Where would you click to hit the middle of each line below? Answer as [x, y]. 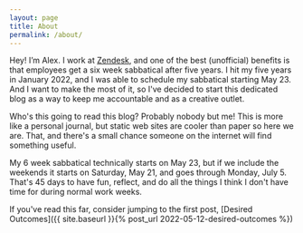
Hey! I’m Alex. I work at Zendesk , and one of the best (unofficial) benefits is [150, 61]
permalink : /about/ [46, 34]
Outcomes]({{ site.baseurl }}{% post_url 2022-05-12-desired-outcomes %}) [151, 219]
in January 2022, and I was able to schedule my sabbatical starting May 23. [151, 80]
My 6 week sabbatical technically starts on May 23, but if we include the [144, 163]
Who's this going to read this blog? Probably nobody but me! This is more [146, 116]
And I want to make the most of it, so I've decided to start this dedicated [144, 89]
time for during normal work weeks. [76, 192]
